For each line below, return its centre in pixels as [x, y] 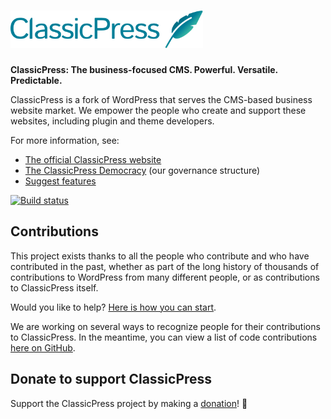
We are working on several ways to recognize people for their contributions [165, 326]
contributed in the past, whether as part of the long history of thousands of [165, 266]
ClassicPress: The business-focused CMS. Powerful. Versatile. [144, 69]
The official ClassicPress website [93, 159]
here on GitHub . [43, 347]
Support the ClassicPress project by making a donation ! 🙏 [129, 403]
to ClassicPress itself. [54, 287]
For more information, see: [65, 140]
